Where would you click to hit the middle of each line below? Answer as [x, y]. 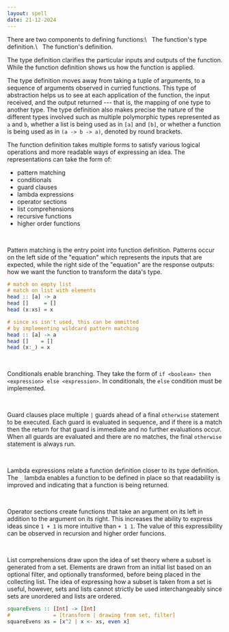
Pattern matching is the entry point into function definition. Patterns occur [111, 250]
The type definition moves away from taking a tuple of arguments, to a [106, 80]
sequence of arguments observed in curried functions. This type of [102, 88]
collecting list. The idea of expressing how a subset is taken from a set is [109, 582]
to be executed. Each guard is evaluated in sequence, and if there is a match [115, 422]
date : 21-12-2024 [32, 20]
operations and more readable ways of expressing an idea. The [96, 152]
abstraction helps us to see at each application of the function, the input [108, 95]
